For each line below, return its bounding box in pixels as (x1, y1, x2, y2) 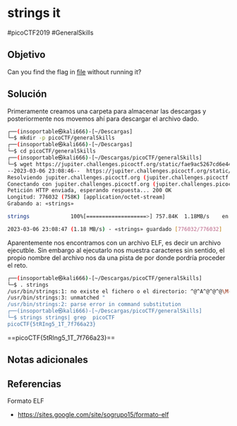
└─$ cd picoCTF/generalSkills (7, 148, 97, 155)
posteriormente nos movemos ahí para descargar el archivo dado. (7, 114, 200, 123)
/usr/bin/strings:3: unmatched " (7, 295, 106, 302)
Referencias (7, 378, 62, 390)
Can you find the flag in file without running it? (7, 67, 142, 76)
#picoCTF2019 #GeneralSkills (7, 28, 94, 37)
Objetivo (7, 49, 46, 61)
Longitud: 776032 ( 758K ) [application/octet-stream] (7, 194, 166, 201)
